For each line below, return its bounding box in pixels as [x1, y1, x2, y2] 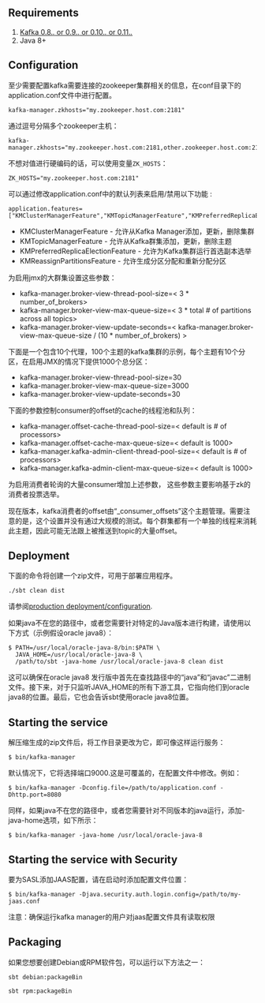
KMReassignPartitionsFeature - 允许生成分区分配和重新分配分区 [19, 256, 227, 265]
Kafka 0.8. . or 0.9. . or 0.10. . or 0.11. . [19, 27, 133, 36]
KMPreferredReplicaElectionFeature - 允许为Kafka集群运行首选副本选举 [19, 246, 252, 256]
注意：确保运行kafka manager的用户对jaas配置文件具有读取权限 [8, 912, 215, 922]
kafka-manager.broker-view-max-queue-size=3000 [19, 380, 189, 390]
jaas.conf [8, 897, 41, 906]
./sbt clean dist [8, 587, 65, 595]
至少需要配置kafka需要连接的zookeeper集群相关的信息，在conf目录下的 [8, 80, 242, 90]
